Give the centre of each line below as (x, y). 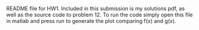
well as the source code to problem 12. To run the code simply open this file (99, 15)
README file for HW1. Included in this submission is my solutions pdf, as (96, 9)
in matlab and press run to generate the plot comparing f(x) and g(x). (91, 21)
